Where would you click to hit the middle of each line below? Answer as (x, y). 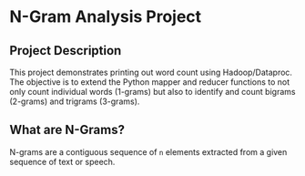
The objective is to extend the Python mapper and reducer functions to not (150, 82)
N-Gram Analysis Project (106, 17)
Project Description (66, 51)
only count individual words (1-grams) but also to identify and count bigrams (152, 92)
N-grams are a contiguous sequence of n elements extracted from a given (148, 151)
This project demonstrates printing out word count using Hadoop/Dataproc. (151, 72)
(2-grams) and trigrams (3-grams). (75, 101)
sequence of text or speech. (62, 161)
